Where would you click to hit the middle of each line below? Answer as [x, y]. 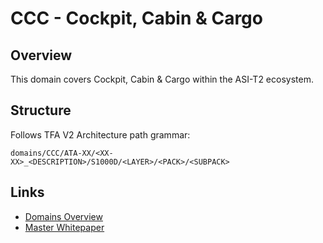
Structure [41, 110]
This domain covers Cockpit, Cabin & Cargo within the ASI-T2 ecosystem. [162, 79]
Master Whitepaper [64, 227]
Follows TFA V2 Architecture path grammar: [100, 134]
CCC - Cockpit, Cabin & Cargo [136, 18]
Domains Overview [63, 216]
